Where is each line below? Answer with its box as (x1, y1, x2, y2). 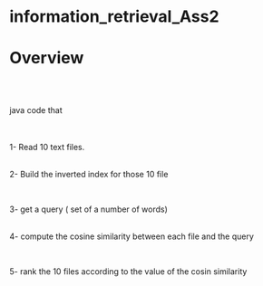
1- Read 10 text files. (9, 142, 85, 153)
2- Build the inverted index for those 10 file (9, 169, 169, 180)
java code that (9, 105, 63, 116)
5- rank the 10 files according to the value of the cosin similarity (9, 266, 248, 277)
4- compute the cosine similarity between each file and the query (9, 231, 254, 242)
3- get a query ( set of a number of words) (9, 204, 168, 214)
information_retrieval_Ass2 (9, 6, 219, 27)
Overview (9, 48, 84, 69)
